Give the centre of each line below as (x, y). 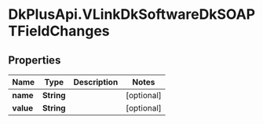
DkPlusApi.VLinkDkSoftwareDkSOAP (132, 15)
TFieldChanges (59, 31)
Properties (35, 60)
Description (96, 82)
